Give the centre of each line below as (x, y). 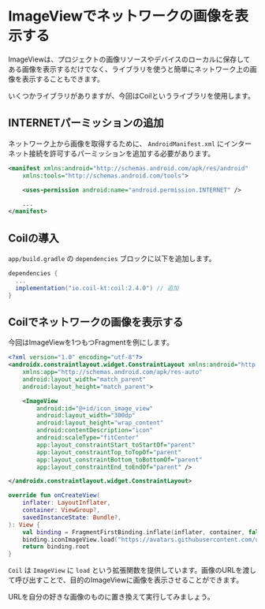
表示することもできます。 (63, 79)
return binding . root (56, 547)
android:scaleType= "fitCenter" (88, 438)
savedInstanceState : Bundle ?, (72, 517)
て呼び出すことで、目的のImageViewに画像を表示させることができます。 (125, 580)
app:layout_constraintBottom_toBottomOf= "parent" (119, 460)
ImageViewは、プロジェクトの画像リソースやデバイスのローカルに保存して (129, 59)
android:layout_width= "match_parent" (84, 379)
